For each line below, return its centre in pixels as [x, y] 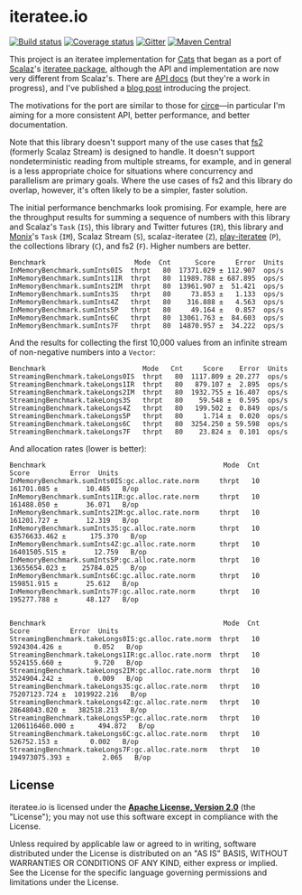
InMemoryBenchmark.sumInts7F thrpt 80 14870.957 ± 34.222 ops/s [146, 326]
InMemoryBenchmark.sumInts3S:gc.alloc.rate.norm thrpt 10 [134, 528]
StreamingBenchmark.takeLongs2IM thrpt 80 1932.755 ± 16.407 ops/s [149, 392]
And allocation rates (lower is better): [78, 448]
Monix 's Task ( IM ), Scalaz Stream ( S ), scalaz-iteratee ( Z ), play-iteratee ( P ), [145, 236]
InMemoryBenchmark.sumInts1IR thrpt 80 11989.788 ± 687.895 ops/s [146, 278]
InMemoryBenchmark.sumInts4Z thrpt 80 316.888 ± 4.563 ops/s [146, 302]
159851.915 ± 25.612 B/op [74, 583]
